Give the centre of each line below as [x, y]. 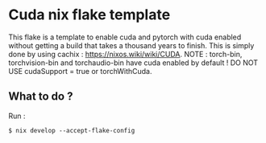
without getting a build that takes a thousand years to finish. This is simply [131, 45]
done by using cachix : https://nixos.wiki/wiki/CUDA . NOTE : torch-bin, [125, 54]
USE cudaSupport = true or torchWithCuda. [80, 71]
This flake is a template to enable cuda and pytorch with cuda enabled [125, 37]
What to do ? [41, 97]
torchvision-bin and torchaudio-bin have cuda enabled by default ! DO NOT [133, 63]
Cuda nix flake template [89, 15]
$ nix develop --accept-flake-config [72, 130]
